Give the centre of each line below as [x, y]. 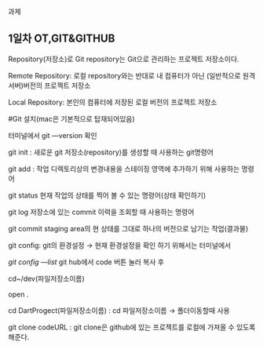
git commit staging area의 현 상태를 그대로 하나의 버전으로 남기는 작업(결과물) [128, 228]
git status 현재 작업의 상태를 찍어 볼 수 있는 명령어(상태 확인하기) [107, 195]
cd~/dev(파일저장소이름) [46, 278]
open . [18, 294]
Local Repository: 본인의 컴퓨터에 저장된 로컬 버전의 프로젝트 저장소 [113, 102]
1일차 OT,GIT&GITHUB [62, 39]
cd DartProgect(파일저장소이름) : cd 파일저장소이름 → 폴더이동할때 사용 [119, 310]
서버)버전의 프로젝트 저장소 [49, 85]
